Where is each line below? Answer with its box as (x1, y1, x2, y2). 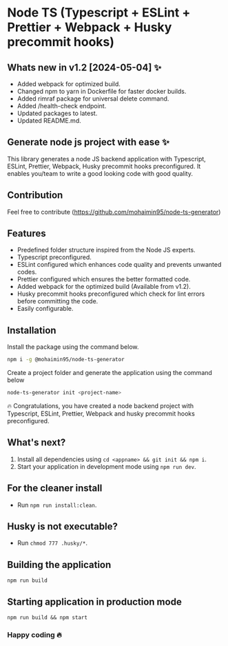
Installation (7, 324, 56, 336)
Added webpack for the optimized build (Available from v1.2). (17, 283, 191, 291)
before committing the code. (17, 297, 99, 305)
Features (7, 228, 46, 239)
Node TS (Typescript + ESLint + (7, 5, 191, 21)
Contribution (7, 190, 63, 201)
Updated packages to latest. (17, 109, 98, 117)
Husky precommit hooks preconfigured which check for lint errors (17, 290, 205, 298)
